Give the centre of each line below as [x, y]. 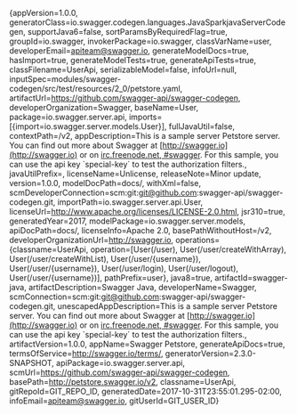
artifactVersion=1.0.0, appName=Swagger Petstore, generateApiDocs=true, [148, 344]
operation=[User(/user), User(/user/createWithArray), [189, 249]
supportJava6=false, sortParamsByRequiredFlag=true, [128, 32]
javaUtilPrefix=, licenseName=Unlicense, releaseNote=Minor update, [135, 174]
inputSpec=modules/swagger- [65, 79]
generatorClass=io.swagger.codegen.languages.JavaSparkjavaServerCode [148, 22]
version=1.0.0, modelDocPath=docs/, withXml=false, [105, 183]
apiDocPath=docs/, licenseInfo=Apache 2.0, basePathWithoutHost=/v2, [140, 230]
